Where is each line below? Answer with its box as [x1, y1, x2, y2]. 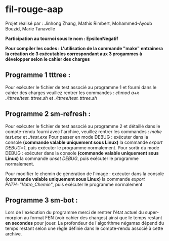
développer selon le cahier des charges [5, 56, 90, 62]
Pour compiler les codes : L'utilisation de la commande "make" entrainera [5, 45, 163, 51]
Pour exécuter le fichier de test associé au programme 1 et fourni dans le [5, 84, 157, 90]
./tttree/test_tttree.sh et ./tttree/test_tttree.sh [5, 95, 97, 101]
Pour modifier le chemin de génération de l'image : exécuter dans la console [5, 171, 164, 177]
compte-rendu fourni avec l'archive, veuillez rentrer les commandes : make [5, 128, 162, 135]
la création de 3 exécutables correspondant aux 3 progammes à [5, 51, 143, 57]
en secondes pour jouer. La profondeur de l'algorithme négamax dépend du [5, 220, 164, 226]
